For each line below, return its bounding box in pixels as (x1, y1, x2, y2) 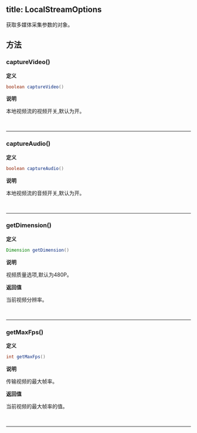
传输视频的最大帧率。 (6, 378, 57, 385)
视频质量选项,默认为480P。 (6, 271, 72, 278)
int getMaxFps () (6, 354, 46, 360)
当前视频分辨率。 (6, 296, 47, 303)
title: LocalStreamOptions (6, 5, 102, 15)
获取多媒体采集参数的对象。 (6, 21, 73, 28)
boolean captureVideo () (6, 84, 64, 90)
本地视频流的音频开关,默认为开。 (6, 189, 85, 196)
